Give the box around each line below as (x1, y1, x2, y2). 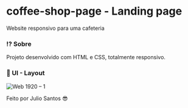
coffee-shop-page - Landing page (6, 4, 183, 18)
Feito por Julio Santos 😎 (6, 95, 68, 102)
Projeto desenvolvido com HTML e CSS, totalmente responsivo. (6, 54, 166, 61)
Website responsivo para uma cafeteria (6, 24, 105, 32)
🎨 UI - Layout (6, 69, 45, 77)
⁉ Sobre (6, 40, 32, 48)
